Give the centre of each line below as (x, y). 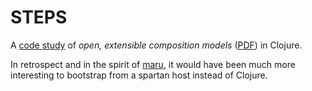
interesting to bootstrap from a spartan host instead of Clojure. (139, 75)
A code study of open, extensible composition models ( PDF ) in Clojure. (156, 45)
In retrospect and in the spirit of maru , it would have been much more (153, 64)
